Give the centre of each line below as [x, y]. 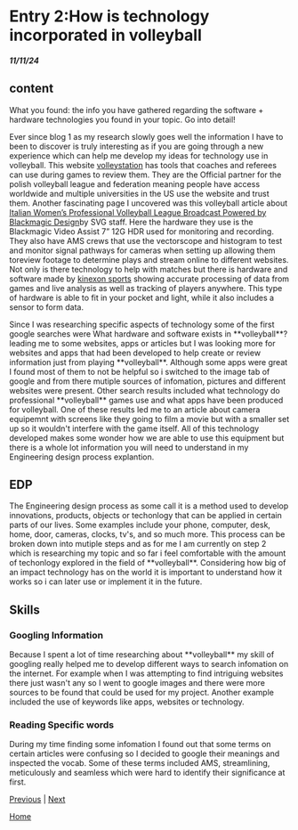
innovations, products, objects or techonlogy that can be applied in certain [145, 516]
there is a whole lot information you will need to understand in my [129, 447]
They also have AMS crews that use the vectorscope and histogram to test [146, 240]
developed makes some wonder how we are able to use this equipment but [147, 437]
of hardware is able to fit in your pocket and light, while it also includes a [141, 297]
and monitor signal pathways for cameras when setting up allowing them [142, 250]
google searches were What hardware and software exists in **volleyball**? [149, 334]
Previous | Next [37, 800]
